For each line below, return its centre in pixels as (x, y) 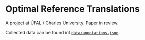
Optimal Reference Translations (73, 9)
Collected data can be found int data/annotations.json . (63, 32)
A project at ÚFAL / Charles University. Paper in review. (62, 23)
